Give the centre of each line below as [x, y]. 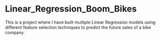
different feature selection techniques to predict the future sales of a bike [78, 27]
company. [15, 32]
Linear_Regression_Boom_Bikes [71, 9]
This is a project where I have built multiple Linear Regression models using [80, 22]
